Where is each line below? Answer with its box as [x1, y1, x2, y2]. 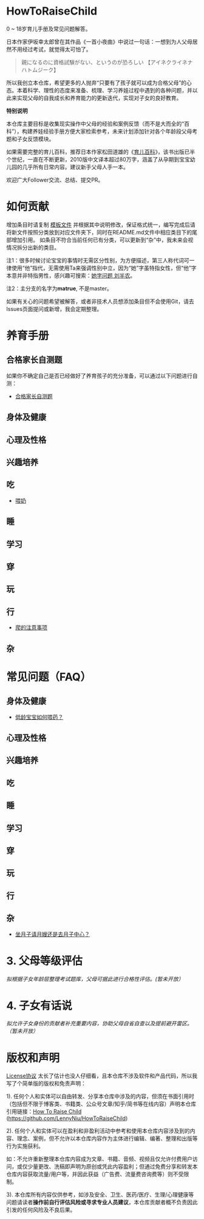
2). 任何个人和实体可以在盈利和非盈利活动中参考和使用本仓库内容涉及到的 [6, 1127, 190, 1135]
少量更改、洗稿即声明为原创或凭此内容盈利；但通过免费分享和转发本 [27, 1163, 198, 1170]
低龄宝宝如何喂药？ [15, 713, 64, 720]
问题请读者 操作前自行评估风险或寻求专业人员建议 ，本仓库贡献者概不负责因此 [6, 1198, 198, 1206]
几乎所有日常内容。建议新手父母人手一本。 [22, 163, 129, 171]
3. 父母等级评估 [6, 954, 83, 968]
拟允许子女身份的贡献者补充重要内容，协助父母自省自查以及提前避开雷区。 [6, 1020, 192, 1027]
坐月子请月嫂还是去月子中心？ [15, 930, 90, 938]
